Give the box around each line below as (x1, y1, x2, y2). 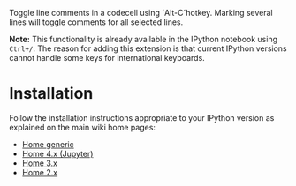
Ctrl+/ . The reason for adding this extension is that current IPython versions (9, 43, 287, 54)
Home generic (21, 138, 74, 149)
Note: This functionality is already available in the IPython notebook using (9, 34, 278, 44)
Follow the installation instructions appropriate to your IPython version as (9, 112, 275, 123)
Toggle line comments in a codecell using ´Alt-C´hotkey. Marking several (9, 8, 273, 18)
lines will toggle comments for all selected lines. (9, 17, 184, 27)
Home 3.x (21, 158, 57, 168)
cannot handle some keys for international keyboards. (9, 53, 205, 63)
